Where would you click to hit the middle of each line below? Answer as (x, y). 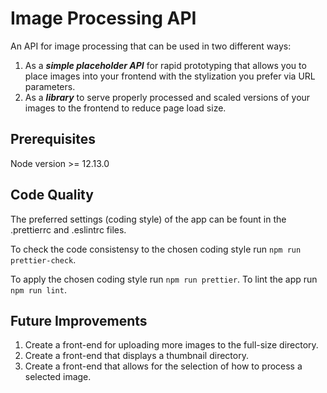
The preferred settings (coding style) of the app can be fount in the (148, 219)
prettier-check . (43, 259)
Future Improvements (79, 320)
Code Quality (52, 195)
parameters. (50, 86)
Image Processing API (103, 18)
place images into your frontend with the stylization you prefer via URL (170, 76)
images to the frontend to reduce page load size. (125, 108)
